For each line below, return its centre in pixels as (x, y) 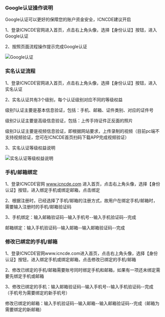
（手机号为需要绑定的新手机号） (37, 293)
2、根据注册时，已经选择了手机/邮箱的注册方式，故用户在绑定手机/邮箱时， (81, 200)
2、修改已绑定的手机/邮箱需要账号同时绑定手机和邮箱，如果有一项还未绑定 (81, 270)
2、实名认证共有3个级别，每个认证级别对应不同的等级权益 (64, 99)
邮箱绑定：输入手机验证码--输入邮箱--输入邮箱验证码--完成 (65, 228)
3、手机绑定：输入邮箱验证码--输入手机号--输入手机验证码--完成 (71, 217)
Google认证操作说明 (29, 7)
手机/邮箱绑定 (21, 172)
